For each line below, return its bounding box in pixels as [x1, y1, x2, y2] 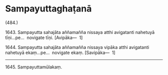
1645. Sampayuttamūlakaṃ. [5, 63, 62, 70]
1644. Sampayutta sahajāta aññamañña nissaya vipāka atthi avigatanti [5, 44, 149, 50]
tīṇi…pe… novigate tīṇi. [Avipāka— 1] [5, 34, 83, 40]
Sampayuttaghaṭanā [5, 3, 92, 14]
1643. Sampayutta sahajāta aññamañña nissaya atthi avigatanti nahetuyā [5, 29, 155, 35]
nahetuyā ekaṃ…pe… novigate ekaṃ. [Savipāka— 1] [5, 49, 116, 55]
